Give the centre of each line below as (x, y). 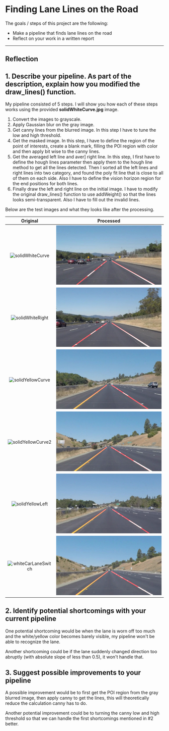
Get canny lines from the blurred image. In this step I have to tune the (84, 130)
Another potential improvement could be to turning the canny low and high (82, 713)
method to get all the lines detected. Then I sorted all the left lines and (85, 168)
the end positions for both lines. (46, 184)
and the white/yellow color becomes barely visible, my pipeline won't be (80, 636)
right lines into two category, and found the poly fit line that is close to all (88, 173)
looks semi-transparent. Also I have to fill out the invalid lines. (76, 200)
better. (12, 724)
